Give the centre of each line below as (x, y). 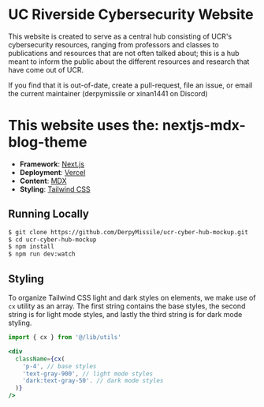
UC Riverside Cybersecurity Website (131, 15)
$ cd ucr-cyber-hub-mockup (52, 239)
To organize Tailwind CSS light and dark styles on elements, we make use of (132, 298)
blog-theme (48, 142)
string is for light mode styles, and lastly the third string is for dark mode (125, 314)
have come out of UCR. (46, 69)
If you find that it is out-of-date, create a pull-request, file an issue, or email (130, 85)
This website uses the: (84, 126)
